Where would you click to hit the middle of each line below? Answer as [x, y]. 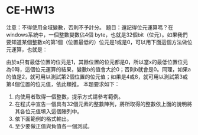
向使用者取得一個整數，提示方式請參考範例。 [69, 96]
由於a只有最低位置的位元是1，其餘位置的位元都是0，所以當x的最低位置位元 [97, 62]
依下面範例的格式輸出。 [43, 118]
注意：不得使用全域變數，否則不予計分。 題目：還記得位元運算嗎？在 [90, 27]
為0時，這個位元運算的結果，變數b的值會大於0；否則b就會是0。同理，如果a [98, 69]
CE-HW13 [30, 10]
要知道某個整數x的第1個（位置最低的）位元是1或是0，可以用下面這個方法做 [97, 42]
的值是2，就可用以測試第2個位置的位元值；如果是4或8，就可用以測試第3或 [97, 77]
